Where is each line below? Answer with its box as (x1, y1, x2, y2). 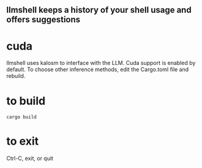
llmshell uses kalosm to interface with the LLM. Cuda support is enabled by (6, 59, 196, 67)
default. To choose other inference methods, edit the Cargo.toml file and (6, 66, 189, 73)
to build (6, 94, 46, 108)
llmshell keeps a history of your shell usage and (6, 5, 192, 15)
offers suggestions (6, 15, 81, 25)
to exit (6, 134, 39, 148)
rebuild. (6, 72, 26, 80)
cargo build (6, 114, 37, 120)
